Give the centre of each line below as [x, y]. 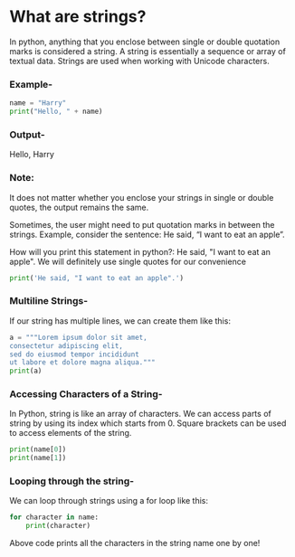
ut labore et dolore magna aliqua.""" [82, 363]
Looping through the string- [71, 481]
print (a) [26, 371]
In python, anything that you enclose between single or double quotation [145, 42]
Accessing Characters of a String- [86, 394]
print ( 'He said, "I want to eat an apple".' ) [96, 278]
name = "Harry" [38, 103]
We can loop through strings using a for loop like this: [109, 501]
